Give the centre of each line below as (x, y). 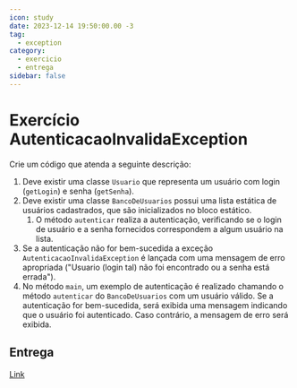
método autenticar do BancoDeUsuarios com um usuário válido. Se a (148, 296)
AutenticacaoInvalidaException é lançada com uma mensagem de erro (153, 257)
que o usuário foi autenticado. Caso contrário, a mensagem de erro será (155, 315)
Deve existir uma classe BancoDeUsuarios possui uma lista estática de (149, 200)
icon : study (31, 17)
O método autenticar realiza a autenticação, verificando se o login (158, 220)
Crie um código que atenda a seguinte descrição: (100, 164)
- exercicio (40, 59)
